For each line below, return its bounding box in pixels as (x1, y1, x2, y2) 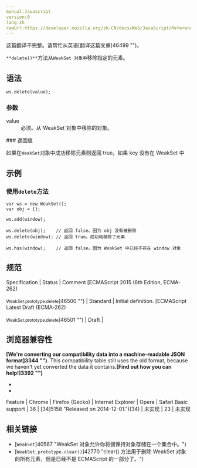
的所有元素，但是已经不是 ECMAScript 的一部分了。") (14, 456, 144, 463)
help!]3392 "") (6, 369, 43, 376)
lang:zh (6, 19, 25, 25)
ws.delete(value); (6, 89, 51, 95)
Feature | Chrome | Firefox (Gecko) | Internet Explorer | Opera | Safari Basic (6, 398, 188, 405)
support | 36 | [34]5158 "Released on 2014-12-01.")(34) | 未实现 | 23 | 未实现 (6, 405, 191, 412)
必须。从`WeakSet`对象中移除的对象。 (21, 124, 113, 132)
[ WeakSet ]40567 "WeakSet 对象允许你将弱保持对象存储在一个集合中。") (14, 441, 186, 448)
